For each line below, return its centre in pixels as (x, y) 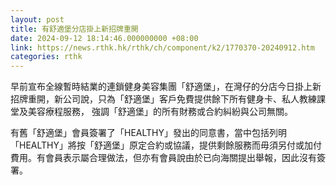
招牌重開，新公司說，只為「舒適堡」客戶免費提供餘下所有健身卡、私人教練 (163, 99)
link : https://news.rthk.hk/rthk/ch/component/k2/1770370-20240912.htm (162, 47)
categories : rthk (46, 57)
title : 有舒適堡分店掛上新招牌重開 (74, 29)
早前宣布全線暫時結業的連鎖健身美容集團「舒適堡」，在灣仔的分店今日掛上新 (166, 87)
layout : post (37, 19)
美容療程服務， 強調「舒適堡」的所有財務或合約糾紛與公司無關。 (160, 112)
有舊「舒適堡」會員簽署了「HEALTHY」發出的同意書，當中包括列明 (148, 133)
